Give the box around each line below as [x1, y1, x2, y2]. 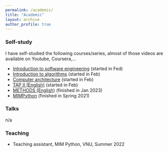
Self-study [5, 39, 33, 46]
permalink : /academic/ [5, 7, 53, 13]
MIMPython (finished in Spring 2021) [12, 92, 90, 98]
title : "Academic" [5, 12, 44, 17]
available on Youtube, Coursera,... [5, 56, 76, 62]
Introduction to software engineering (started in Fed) [12, 65, 123, 71]
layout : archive [5, 17, 40, 22]
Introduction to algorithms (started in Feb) [12, 71, 101, 77]
